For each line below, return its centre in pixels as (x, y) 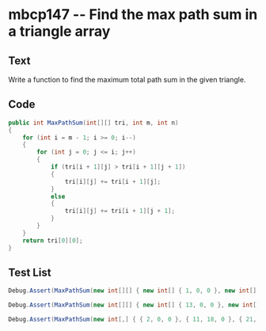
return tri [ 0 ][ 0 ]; (53, 240)
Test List (30, 272)
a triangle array (59, 31)
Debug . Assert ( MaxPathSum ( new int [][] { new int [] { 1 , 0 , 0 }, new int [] (133, 291)
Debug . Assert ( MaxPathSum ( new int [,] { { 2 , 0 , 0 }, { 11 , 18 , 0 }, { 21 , (133, 320)
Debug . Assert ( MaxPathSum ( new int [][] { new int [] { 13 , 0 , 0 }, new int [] (134, 305)
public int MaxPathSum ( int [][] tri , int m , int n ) (93, 123)
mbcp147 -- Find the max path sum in (133, 15)
